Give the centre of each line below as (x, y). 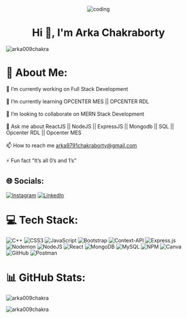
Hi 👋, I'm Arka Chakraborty (98, 33)
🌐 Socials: (25, 181)
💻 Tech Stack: (42, 220)
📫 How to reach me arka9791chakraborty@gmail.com (72, 145)
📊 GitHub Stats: (46, 277)
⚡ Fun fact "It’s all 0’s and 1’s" (41, 160)
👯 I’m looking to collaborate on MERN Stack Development (75, 114)
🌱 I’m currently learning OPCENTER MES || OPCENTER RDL (78, 101)
